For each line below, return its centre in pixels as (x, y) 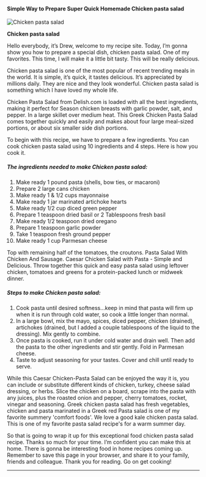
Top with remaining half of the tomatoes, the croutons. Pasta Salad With (97, 253)
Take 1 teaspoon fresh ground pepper (63, 234)
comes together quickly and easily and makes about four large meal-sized (101, 122)
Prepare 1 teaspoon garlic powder (58, 228)
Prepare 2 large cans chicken (53, 189)
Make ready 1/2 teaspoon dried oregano (66, 221)
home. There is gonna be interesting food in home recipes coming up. (95, 449)
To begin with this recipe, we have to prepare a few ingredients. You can (98, 140)
